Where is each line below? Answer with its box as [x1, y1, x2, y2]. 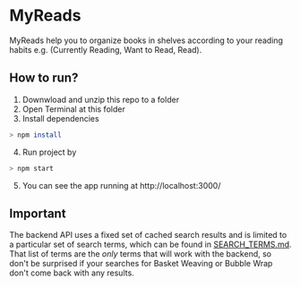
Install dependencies [21, 113, 100, 123]
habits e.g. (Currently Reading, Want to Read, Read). [9, 44, 202, 55]
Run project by [21, 147, 77, 157]
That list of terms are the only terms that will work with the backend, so [9, 249, 271, 259]
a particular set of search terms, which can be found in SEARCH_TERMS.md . [9, 239, 293, 250]
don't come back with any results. [9, 267, 134, 278]
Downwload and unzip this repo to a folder [21, 94, 180, 105]
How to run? [9, 71, 79, 86]
